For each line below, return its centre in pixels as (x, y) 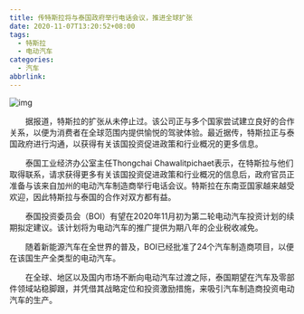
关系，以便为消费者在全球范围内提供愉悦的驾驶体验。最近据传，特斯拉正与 (148, 132)
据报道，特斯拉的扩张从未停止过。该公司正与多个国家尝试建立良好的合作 (160, 121)
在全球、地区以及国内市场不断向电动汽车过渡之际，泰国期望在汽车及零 (156, 277)
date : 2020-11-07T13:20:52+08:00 (72, 26)
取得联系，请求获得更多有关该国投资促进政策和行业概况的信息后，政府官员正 (152, 174)
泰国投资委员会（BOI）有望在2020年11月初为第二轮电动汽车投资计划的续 (160, 216)
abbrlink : (28, 77)
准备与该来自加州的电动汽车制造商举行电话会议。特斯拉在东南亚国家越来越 (148, 186)
